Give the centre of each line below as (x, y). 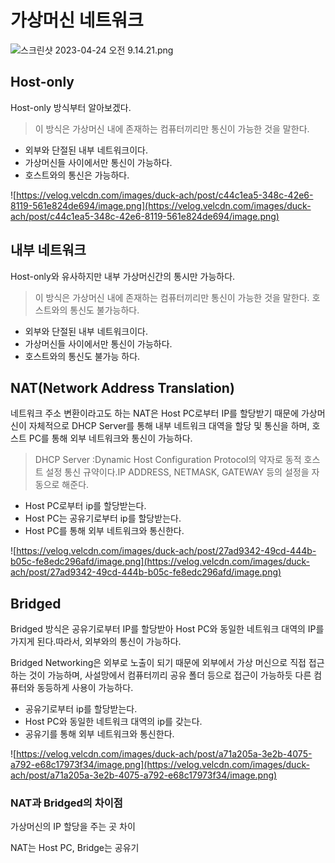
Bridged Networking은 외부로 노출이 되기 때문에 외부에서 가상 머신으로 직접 (158, 663)
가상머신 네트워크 (77, 20)
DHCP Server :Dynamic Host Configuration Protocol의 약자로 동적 (168, 460)
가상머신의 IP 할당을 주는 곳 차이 (73, 827)
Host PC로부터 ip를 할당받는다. (85, 506)
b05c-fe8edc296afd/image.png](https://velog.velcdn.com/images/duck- (160, 562)
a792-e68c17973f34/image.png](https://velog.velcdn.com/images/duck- (160, 765)
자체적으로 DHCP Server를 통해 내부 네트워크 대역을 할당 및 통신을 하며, (169, 426)
